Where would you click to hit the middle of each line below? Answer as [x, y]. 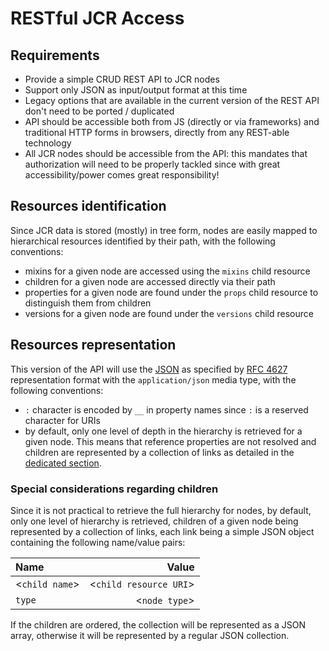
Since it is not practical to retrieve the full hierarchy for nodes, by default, [161, 510]
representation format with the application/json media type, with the [153, 379]
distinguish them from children [88, 303]
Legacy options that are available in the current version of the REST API [172, 100]
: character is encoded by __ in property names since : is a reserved [166, 409]
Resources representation [93, 345]
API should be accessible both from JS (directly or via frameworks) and [172, 121]
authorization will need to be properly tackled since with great [152, 164]
